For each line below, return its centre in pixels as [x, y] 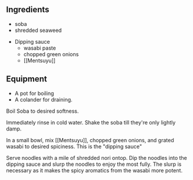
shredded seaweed [38, 30]
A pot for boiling [34, 93]
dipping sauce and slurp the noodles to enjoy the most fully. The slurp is [94, 164]
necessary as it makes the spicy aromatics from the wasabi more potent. [94, 170]
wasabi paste [40, 48]
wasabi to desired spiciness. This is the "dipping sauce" [74, 146]
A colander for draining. [43, 99]
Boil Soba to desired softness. [42, 111]
